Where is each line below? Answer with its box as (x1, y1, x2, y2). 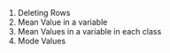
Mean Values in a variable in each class (17, 26, 162, 36)
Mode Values (17, 35, 66, 46)
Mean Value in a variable (17, 17, 108, 27)
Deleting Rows (17, 8, 71, 18)
